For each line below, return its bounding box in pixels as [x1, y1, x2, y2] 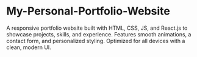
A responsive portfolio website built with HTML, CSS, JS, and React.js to [6, 24, 188, 32]
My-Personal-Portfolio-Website [6, 4, 171, 18]
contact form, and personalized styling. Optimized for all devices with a [6, 37, 185, 44]
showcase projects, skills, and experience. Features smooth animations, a [6, 30, 192, 38]
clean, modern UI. [6, 44, 52, 51]
